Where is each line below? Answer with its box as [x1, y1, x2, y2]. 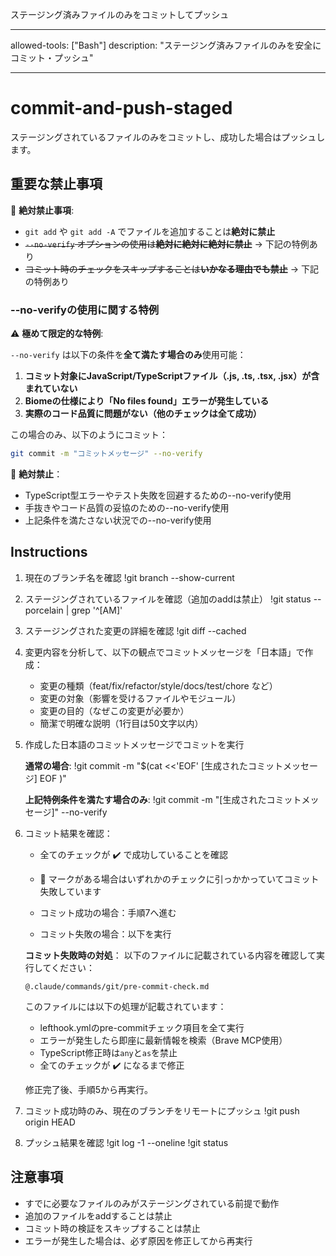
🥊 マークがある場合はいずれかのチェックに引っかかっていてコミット [39, 873, 320, 885]
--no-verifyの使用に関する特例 [10, 303, 160, 317]
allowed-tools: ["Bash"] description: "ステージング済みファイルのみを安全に [10, 39, 322, 51]
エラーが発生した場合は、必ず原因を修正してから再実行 [24, 1234, 253, 1247]
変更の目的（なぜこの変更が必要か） [39, 704, 190, 717]
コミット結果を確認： [24, 827, 113, 839]
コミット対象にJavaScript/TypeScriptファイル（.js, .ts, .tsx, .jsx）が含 [24, 370, 320, 382]
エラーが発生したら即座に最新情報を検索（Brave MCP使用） [39, 1034, 288, 1046]
